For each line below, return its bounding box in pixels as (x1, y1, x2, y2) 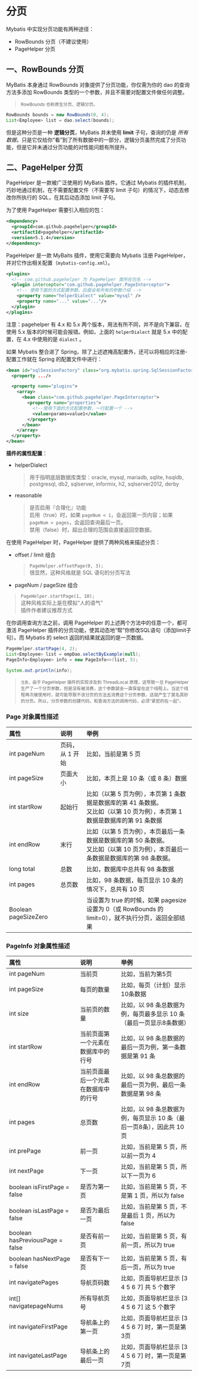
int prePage (9, 1147, 41, 1155)
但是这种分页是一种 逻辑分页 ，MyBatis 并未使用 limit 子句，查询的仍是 (6, 129, 177, 136)
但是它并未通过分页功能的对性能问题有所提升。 (16, 144, 130, 151)
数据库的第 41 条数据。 (98, 798, 163, 806)
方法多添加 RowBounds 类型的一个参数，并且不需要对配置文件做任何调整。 (6, 89, 188, 96)
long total (9, 864, 35, 873)
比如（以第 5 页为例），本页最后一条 (86, 827, 185, 835)
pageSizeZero (9, 913, 48, 921)
